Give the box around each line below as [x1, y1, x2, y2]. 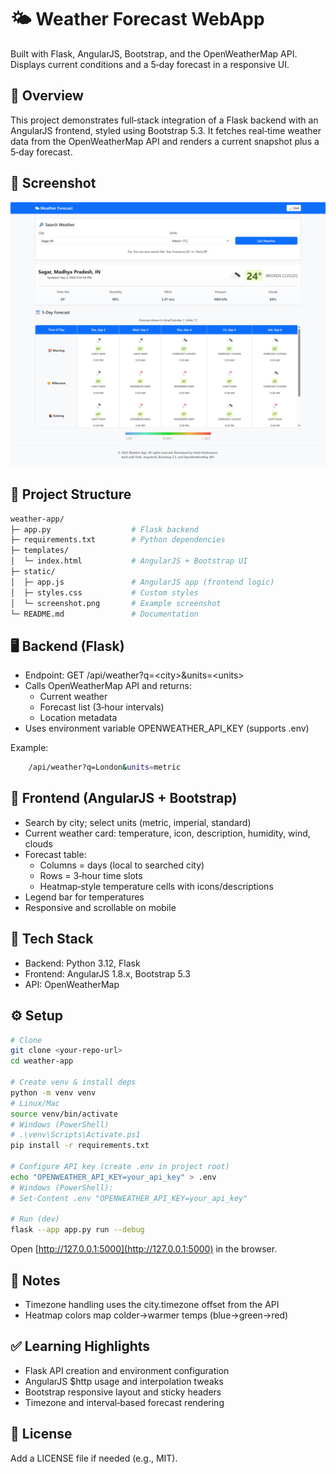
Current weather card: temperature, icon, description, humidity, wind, [24, 827, 311, 839]
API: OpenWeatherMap [24, 978, 120, 990]
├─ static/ [10, 567, 56, 577]
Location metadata [39, 712, 118, 724]
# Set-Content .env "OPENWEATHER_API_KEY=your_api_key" [10, 1193, 248, 1203]
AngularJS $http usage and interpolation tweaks [24, 1375, 224, 1387]
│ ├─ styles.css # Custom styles [10, 587, 199, 598]
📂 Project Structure [10, 486, 132, 503]
